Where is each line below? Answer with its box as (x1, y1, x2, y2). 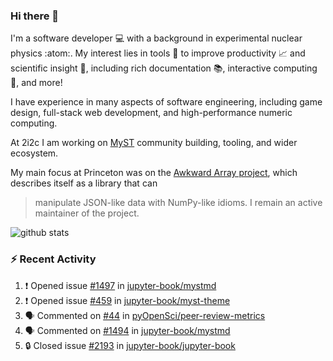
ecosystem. (10, 147, 59, 159)
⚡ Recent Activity (10, 252, 97, 266)
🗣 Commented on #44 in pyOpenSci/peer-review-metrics (24, 309, 266, 321)
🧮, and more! (10, 77, 63, 89)
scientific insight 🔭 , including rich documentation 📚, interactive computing (10, 62, 318, 74)
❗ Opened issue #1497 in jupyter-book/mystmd (24, 279, 217, 291)
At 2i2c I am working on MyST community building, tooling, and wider (10, 137, 298, 149)
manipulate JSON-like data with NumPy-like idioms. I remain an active (34, 197, 323, 209)
